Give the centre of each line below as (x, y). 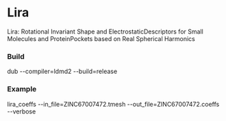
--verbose (22, 111)
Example (22, 89)
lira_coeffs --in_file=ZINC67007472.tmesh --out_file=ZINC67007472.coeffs (113, 104)
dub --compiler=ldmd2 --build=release (62, 71)
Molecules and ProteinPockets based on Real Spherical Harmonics (101, 38)
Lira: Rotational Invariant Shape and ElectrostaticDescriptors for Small (105, 31)
